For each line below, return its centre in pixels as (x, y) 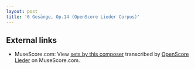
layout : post (22, 11)
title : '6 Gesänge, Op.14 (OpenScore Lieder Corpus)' (73, 17)
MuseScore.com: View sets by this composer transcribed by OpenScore (102, 54)
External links (32, 40)
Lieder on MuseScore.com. (47, 60)
